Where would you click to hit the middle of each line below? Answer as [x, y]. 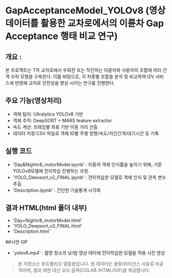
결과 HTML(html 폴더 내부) [46, 208]
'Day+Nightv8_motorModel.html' [47, 220]
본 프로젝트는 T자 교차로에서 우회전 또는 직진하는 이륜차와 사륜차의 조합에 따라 [83, 70]
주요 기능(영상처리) [34, 101]
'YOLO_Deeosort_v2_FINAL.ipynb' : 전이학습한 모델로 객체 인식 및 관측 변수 [89, 177]
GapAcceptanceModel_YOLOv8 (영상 [85, 11]
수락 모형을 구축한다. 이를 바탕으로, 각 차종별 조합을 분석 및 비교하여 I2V [82, 77]
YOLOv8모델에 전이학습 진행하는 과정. [51, 171]
